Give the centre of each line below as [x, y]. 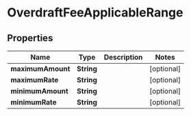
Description [123, 57]
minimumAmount [39, 91]
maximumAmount [40, 69]
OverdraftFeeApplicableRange [95, 13]
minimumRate [34, 102]
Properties [30, 38]
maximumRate [35, 80]
